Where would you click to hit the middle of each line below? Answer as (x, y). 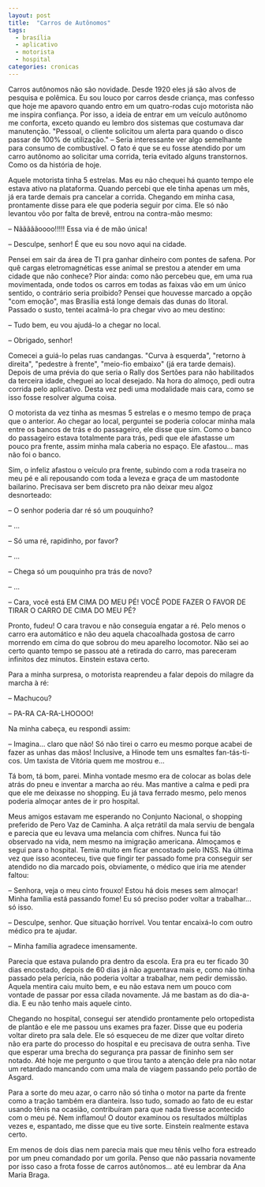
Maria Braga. (29, 1174)
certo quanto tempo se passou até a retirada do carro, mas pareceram (122, 651)
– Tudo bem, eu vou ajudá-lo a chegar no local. (85, 325)
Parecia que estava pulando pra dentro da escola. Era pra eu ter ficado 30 (129, 961)
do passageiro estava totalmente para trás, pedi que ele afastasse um (121, 438)
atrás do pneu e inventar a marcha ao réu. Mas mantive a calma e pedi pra (129, 784)
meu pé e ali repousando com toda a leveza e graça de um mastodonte (123, 478)
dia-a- (239, 995)
